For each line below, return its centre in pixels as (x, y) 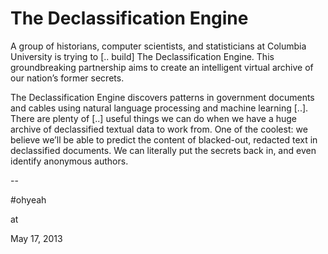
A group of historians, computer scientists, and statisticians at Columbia (158, 46)
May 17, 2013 (36, 238)
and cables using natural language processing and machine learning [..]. (159, 108)
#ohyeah (28, 199)
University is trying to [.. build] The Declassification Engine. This (142, 56)
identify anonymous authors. (69, 161)
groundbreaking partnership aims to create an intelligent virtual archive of (162, 67)
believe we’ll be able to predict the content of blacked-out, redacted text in (164, 139)
